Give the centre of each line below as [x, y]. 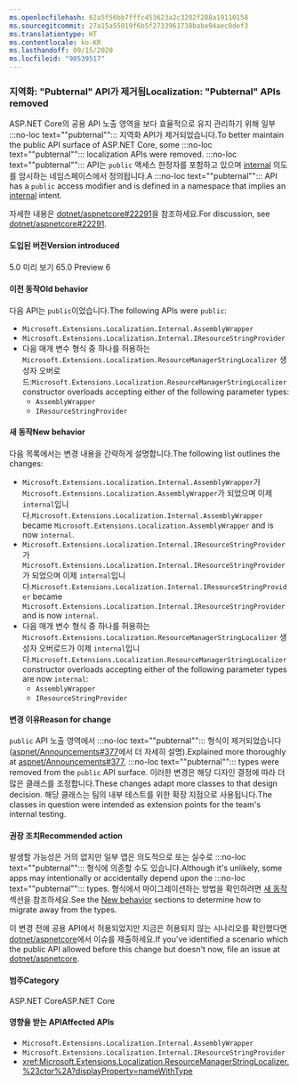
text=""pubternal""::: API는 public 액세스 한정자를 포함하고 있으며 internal [140, 165]
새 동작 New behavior [48, 432]
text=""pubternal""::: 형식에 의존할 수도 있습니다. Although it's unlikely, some [146, 868]
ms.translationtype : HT [53, 34]
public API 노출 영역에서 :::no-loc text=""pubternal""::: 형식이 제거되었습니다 [145, 741]
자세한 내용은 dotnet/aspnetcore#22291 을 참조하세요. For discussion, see [140, 214]
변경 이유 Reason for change [60, 719]
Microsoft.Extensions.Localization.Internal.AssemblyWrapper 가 [141, 482]
